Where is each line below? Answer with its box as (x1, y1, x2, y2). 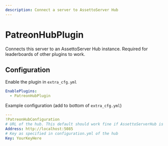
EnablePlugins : (5, 89, 37, 94)
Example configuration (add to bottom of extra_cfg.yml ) (5, 103, 122, 109)
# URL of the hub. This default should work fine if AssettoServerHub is (5, 121, 164, 126)
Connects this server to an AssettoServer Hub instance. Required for (5, 46, 148, 52)
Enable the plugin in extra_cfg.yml (5, 79, 77, 85)
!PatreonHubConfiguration (5, 117, 60, 122)
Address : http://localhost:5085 (5, 126, 73, 131)
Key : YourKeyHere (5, 135, 42, 141)
